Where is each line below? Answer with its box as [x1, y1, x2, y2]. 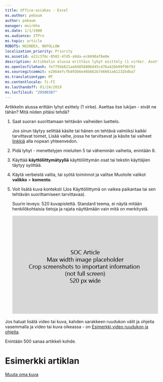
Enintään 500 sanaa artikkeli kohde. [5, 338, 77, 344]
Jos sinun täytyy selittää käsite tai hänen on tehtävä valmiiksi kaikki [12, 128, 147, 134]
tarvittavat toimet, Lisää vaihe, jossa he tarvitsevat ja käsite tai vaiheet [12, 133, 152, 139]
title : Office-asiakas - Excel [5, 8, 68, 13]
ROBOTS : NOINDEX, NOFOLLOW [5, 44, 60, 49]
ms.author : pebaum [5, 13, 42, 18]
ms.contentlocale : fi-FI [5, 80, 55, 85]
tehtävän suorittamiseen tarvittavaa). [12, 191, 86, 197]
